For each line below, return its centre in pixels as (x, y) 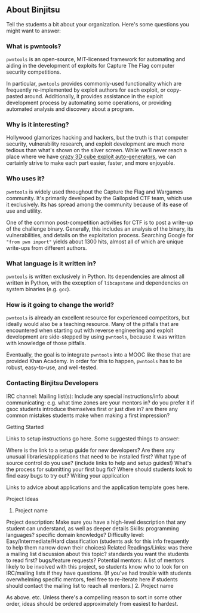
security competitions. (34, 72)
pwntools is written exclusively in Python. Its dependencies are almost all (96, 276)
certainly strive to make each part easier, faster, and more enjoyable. (90, 163)
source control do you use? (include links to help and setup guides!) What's (99, 463)
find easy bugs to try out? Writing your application (68, 475)
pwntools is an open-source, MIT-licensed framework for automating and (96, 59)
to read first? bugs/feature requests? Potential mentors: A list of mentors (95, 560)
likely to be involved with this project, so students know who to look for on (97, 566)
